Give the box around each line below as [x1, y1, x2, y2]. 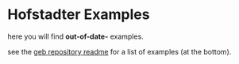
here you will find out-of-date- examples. [7, 32, 144, 41]
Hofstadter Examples [7, 6, 150, 24]
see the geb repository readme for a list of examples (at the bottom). [7, 47, 232, 56]
